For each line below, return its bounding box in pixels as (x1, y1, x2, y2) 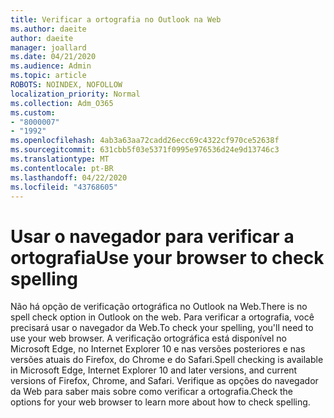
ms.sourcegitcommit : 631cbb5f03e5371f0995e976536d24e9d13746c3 (10, 145, 280, 155)
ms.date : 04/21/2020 (10, 52, 97, 62)
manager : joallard (10, 42, 87, 53)
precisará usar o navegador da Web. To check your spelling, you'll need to (10, 322, 314, 334)
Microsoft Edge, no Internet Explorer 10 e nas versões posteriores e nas (10, 343, 306, 355)
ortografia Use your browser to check (10, 246, 325, 269)
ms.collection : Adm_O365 (10, 98, 114, 108)
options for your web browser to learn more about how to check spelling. (10, 396, 311, 408)
